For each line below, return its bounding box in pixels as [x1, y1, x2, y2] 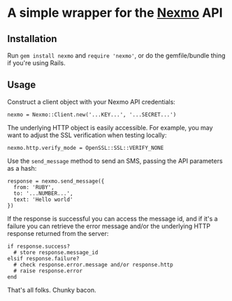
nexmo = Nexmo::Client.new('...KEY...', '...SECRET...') [7, 111, 177, 118]
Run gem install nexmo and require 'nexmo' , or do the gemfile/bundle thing [7, 51, 226, 59]
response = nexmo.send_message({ [7, 177, 105, 185]
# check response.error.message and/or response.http [13, 261, 173, 268]
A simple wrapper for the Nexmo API [7, 5, 223, 21]
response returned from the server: [7, 229, 109, 237]
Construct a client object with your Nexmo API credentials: [7, 97, 176, 106]
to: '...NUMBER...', [13, 190, 73, 197]
